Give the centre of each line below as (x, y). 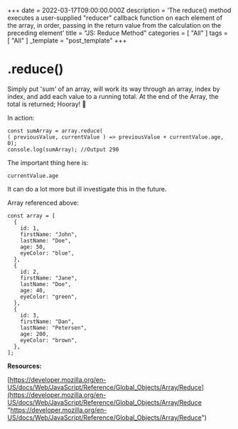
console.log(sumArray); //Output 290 (63, 149)
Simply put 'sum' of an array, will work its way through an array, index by (114, 89)
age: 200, (35, 334)
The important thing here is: (48, 162)
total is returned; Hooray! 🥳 (47, 104)
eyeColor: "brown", (49, 340)
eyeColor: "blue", (47, 253)
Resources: (25, 366)
